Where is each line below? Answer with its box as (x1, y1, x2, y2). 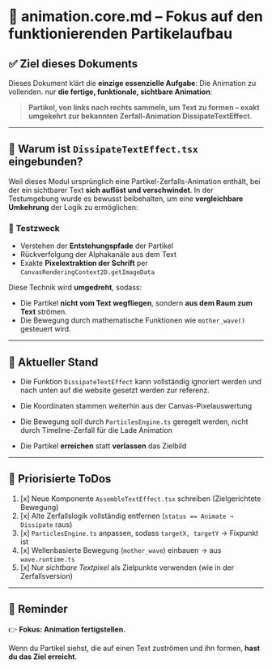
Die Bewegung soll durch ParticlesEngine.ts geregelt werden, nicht (19, 417, 249, 426)
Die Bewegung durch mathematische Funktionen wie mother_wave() (19, 315, 245, 325)
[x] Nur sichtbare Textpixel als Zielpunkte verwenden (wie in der (19, 563, 235, 572)
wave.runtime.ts (19, 555, 75, 563)
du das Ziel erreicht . (8, 652, 78, 662)
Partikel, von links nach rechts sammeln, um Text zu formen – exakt (28, 103, 261, 112)
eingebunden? (8, 155, 83, 169)
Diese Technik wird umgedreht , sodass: (8, 283, 142, 293)
